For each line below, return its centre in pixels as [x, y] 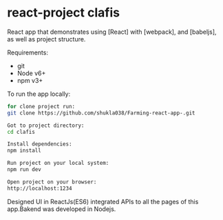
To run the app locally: [39, 94]
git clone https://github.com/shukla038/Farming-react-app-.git [101, 113]
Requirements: [28, 52]
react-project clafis [64, 13]
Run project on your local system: [58, 163]
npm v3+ [30, 80]
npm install [24, 151]
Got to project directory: [46, 126]
